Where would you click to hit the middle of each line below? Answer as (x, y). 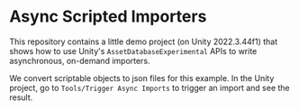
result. (21, 97)
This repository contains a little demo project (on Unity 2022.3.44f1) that (143, 41)
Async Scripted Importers (108, 17)
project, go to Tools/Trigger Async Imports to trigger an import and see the (149, 87)
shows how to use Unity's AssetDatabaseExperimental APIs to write (133, 50)
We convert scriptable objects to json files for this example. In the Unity (142, 78)
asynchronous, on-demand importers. (80, 60)
